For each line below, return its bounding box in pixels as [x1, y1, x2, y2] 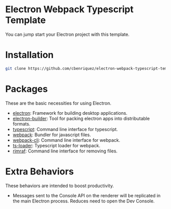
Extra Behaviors [5, 166, 74, 177]
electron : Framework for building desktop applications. [12, 110, 128, 116]
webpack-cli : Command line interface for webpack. [12, 137, 121, 143]
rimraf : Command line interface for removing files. [12, 148, 118, 154]
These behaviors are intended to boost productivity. [5, 182, 114, 189]
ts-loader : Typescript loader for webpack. [12, 142, 101, 148]
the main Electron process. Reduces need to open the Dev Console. [12, 198, 155, 204]
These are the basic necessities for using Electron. [5, 100, 111, 106]
